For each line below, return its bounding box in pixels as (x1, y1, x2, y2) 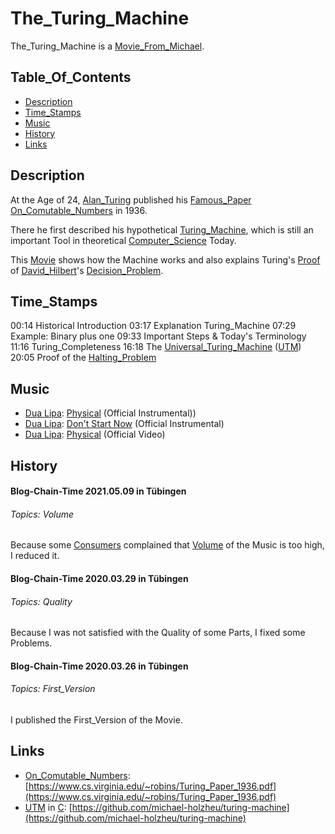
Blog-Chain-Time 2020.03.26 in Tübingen (10, 660, 189, 672)
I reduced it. (10, 550, 60, 562)
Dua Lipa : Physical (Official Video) (24, 428, 166, 441)
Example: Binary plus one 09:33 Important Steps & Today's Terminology (10, 330, 307, 342)
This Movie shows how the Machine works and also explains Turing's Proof (10, 253, 321, 266)
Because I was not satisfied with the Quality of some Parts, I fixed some (10, 627, 306, 639)
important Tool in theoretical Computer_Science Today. (10, 234, 237, 246)
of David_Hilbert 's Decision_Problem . (10, 264, 164, 276)
